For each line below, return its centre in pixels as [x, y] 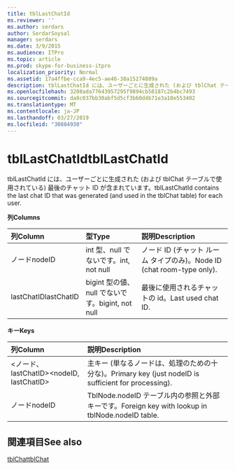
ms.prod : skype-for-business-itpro [59, 66]
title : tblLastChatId [39, 14]
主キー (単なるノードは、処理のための [149, 363]
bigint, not [115, 304]
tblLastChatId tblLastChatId [88, 159]
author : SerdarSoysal [39, 33]
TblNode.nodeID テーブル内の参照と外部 [154, 396]
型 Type [98, 236]
